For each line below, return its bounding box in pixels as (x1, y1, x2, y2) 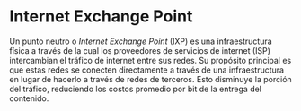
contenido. (9, 92, 49, 104)
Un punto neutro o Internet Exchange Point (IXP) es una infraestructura (9, 36, 272, 47)
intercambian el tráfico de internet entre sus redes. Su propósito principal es (9, 55, 292, 65)
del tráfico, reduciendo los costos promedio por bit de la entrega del (9, 83, 262, 94)
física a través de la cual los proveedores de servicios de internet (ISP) (9, 45, 271, 55)
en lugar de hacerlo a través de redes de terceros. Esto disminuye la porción (9, 73, 292, 84)
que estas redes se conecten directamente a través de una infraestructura (9, 64, 285, 75)
